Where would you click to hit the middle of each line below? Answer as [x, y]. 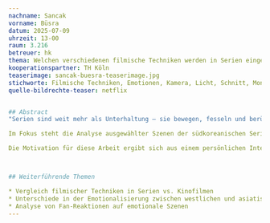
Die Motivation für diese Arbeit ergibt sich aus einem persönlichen [127, 148]
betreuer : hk [30, 53]
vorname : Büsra [34, 23]
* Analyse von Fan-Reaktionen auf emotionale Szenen [98, 206]
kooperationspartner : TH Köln [59, 68]
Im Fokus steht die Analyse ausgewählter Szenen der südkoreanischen [127, 134]
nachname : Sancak [37, 16]
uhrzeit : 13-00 [34, 38]
